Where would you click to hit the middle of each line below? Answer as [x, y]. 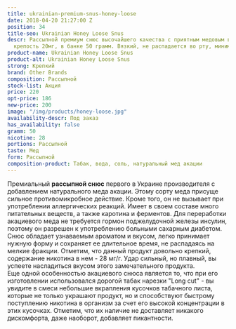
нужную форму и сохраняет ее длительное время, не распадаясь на [111, 243]
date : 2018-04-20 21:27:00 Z [50, 20]
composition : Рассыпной [42, 79]
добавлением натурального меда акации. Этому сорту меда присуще [113, 191]
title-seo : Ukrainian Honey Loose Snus [66, 33]
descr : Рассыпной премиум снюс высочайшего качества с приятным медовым [116, 40]
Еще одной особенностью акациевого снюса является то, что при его [113, 273]
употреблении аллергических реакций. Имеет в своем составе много [113, 206]
